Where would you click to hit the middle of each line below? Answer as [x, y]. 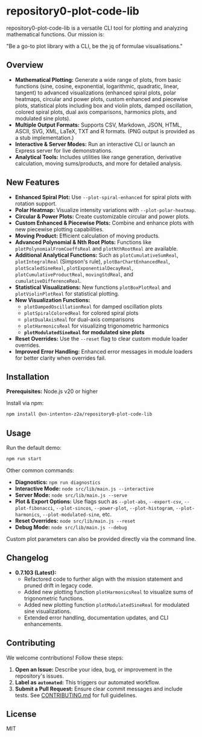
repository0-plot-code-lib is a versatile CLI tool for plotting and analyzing [97, 28]
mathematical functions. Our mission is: [55, 34]
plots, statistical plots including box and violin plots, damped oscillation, [104, 105]
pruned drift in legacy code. [58, 585]
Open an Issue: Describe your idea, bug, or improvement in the [93, 669]
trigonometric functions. [54, 598]
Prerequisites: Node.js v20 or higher [52, 391]
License [21, 714]
